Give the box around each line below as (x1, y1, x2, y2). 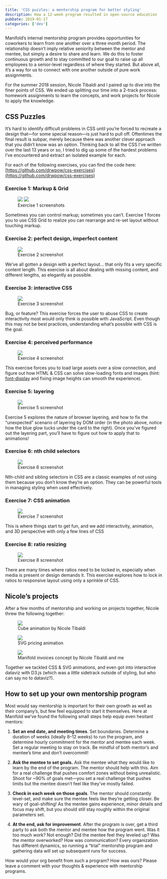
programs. (5, 868, 26, 874)
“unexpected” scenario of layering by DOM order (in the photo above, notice (5, 419, 162, 425)
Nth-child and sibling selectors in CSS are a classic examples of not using (5, 474, 157, 480)
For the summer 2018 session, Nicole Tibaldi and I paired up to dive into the (5, 82, 161, 88)
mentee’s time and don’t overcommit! (12, 750, 89, 756)
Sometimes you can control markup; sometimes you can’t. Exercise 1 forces (5, 212, 161, 218)
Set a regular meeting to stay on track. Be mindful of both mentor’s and (12, 744, 159, 750)
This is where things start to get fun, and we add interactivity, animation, (5, 523, 154, 529)
